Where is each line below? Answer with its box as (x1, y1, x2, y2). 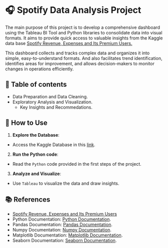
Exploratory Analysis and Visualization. (12, 99, 92, 105)
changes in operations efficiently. (5, 66, 74, 72)
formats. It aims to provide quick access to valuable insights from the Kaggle (5, 35, 163, 41)
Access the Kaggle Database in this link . (12, 141, 95, 148)
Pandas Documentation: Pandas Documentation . (12, 222, 112, 228)
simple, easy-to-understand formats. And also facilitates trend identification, (5, 55, 162, 61)
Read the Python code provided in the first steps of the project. (12, 161, 141, 167)
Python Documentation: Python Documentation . (12, 216, 111, 223)
